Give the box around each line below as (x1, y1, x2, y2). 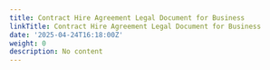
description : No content (9, 47, 103, 56)
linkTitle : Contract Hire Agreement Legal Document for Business (9, 22, 261, 31)
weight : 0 (9, 38, 47, 48)
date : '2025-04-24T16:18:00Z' (9, 30, 124, 39)
